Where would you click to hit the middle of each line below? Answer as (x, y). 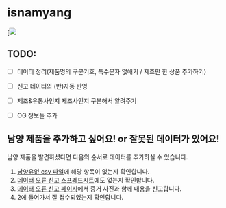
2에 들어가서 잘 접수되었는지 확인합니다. (70, 197)
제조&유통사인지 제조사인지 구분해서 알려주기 (77, 100)
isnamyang (39, 13)
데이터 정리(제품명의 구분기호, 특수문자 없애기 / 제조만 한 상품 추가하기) (112, 71)
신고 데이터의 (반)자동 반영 (52, 86)
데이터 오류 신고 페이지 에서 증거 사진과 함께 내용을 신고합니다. (99, 188)
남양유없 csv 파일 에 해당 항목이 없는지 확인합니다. (83, 171)
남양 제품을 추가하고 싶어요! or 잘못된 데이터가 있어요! (113, 139)
